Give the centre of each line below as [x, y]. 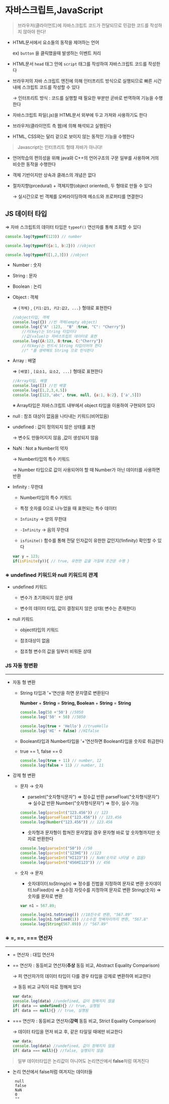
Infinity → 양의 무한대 [43, 519]
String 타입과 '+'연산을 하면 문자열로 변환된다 [65, 693]
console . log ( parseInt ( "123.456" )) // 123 [64, 813]
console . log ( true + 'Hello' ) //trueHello [64, 726]
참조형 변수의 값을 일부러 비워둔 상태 [56, 651]
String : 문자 [25, 276]
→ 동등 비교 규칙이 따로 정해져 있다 [47, 987]
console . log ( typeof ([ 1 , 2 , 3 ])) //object [47, 255]
